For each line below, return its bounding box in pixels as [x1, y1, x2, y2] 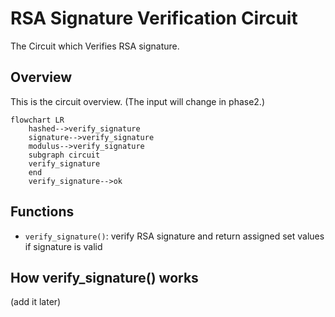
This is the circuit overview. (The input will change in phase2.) [10, 95, 266, 107]
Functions [10, 203, 75, 221]
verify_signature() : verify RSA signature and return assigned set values [24, 230, 325, 242]
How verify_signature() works [10, 269, 199, 286]
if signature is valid [24, 240, 103, 252]
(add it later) [10, 296, 62, 308]
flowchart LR [10, 115, 65, 125]
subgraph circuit [28, 150, 101, 160]
